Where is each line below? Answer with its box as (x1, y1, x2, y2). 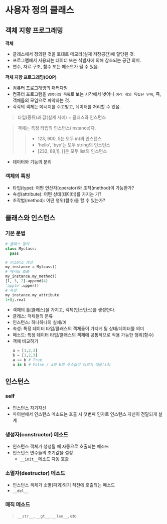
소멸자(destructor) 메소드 (5, 469, 65, 476)
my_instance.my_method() (5, 274, 57, 279)
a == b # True (12, 358, 42, 363)
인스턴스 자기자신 (12, 405, 47, 411)
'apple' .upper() (5, 283, 39, 288)
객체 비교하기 (12, 338, 39, 344)
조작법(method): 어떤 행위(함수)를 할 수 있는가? (12, 198, 105, 204)
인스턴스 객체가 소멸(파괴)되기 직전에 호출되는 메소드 (12, 482, 115, 488)
